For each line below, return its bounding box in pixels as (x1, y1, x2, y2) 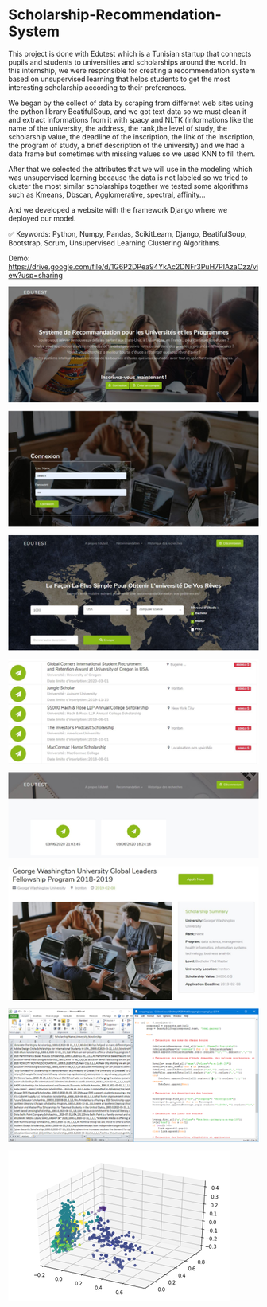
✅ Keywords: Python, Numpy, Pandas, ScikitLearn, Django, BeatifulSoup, (8, 229, 247, 238)
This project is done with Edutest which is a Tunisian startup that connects (8, 49, 252, 58)
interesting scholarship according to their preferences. (8, 82, 187, 92)
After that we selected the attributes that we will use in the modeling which (8, 164, 253, 174)
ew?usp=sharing (8, 270, 64, 280)
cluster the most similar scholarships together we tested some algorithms (8, 181, 249, 190)
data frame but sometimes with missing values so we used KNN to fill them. (8, 149, 256, 158)
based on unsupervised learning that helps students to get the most (8, 74, 230, 84)
